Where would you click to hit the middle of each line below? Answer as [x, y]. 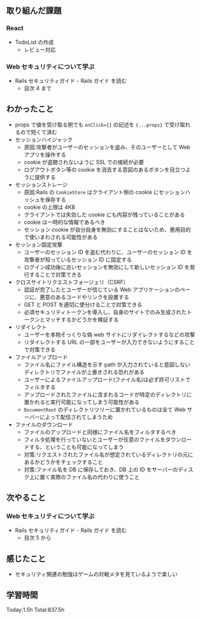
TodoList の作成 [34, 42]
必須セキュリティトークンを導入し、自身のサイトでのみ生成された [105, 312]
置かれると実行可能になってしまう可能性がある [82, 402]
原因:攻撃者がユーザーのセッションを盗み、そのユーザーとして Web [107, 147]
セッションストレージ [41, 184]
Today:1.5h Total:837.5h [35, 610]
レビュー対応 [40, 49]
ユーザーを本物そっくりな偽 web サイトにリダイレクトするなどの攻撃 [109, 334]
